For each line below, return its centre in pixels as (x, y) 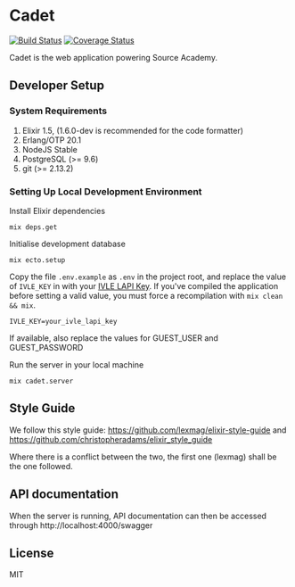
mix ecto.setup (37, 260)
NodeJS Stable (50, 149)
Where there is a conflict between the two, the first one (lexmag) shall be (143, 457)
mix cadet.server (41, 381)
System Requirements (58, 111)
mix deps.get (33, 227)
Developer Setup (57, 86)
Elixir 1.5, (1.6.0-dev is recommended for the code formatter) (132, 130)
